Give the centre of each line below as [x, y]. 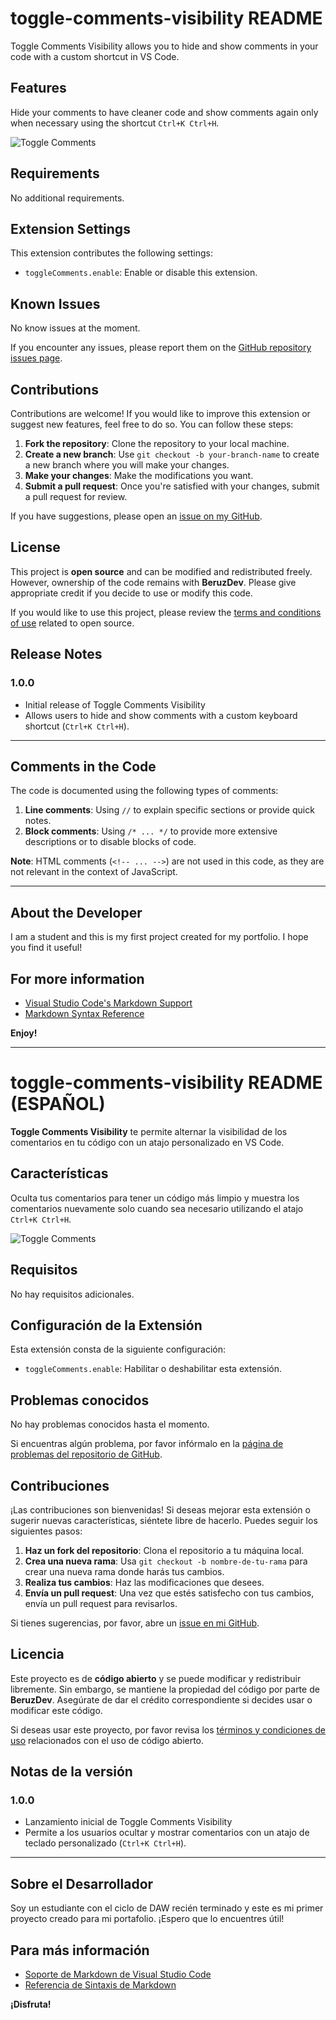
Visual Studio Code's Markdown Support [108, 1003]
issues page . [36, 358]
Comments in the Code [83, 766]
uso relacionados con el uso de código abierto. [107, 1740]
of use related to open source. [72, 623]
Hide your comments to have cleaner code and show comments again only [164, 112]
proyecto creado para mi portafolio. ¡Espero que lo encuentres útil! [147, 1919]
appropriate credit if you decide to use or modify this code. [131, 593]
